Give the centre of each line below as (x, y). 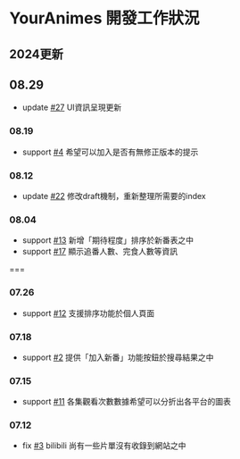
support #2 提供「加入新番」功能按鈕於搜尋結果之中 (118, 357)
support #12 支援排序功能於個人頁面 (88, 313)
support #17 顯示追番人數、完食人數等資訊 (100, 252)
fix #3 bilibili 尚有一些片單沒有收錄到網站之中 (104, 446)
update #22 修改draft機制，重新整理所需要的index (114, 196)
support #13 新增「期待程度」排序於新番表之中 (108, 240)
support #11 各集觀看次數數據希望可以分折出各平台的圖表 (127, 402)
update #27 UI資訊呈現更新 (72, 107)
